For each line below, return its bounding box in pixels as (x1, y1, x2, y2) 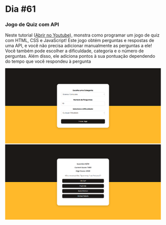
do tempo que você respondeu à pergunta (5, 58, 91, 65)
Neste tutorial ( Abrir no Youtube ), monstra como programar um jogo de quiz (5, 32, 160, 38)
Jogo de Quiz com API (5, 21, 59, 28)
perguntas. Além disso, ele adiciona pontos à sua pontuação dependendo (5, 53, 156, 59)
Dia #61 (5, 3, 36, 15)
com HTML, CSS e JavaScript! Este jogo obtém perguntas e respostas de (5, 37, 155, 43)
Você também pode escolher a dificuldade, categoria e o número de (5, 48, 144, 54)
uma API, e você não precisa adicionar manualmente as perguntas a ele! (5, 43, 152, 49)
